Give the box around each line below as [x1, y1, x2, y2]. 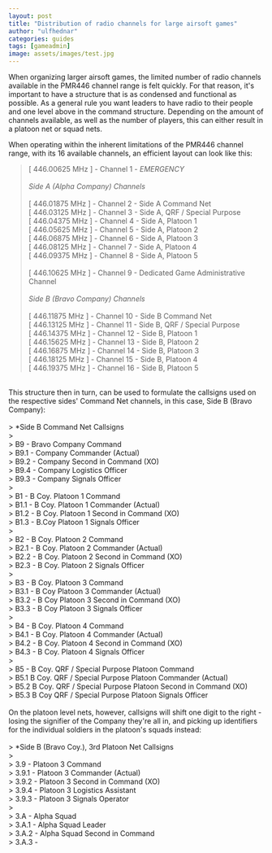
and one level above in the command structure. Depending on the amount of [8, 107, 264, 116]
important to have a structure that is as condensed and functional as [8, 90, 237, 98]
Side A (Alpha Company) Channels [28, 182, 146, 191]
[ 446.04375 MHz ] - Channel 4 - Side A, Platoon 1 [28, 217, 197, 225]
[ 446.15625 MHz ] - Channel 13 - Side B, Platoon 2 [28, 337, 199, 347]
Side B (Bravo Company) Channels [28, 294, 145, 304]
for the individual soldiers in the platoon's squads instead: [8, 725, 201, 734]
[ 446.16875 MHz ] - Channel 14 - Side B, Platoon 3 [28, 346, 200, 355]
